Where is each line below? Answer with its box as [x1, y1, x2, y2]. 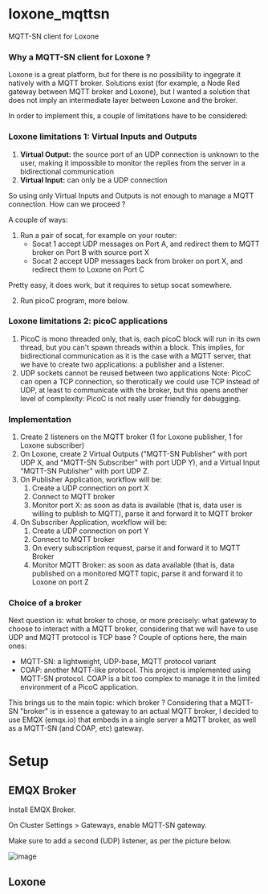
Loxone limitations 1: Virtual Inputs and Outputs [8, 131, 197, 142]
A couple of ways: [8, 215, 68, 224]
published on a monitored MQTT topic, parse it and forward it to [31, 568, 243, 579]
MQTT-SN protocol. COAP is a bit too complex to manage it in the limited [19, 674, 261, 683]
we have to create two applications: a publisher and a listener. [19, 359, 225, 369]
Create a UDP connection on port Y [31, 526, 149, 535]
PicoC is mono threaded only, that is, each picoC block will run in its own [19, 334, 261, 343]
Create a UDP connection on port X [31, 483, 149, 493]
